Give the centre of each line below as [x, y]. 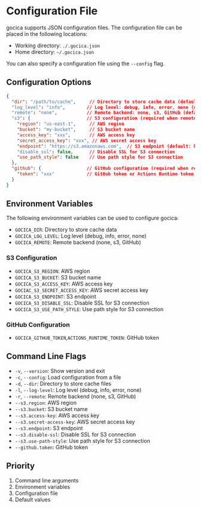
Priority [20, 466]
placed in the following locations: [47, 34]
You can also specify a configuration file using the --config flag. [86, 63]
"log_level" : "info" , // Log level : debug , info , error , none [100, 107]
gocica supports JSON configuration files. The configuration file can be [94, 28]
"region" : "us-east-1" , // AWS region [71, 124]
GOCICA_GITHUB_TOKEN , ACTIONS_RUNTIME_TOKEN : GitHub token [87, 338]
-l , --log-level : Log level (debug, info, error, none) [78, 390]
